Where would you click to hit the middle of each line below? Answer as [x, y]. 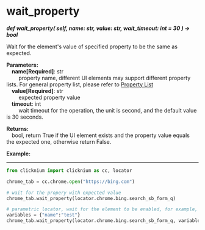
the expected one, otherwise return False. [59, 141]
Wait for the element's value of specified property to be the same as [92, 46]
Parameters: [22, 65]
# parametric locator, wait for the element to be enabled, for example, [102, 209]
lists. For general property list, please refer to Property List [80, 84]
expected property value [49, 97]
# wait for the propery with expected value [64, 193]
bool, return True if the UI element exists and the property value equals [101, 135]
